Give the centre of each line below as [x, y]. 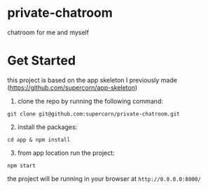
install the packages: [47, 127]
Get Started [41, 61]
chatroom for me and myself [48, 32]
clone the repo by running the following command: [90, 101]
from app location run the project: [66, 153]
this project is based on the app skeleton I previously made [92, 80]
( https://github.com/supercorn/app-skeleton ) [72, 87]
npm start [22, 165]
